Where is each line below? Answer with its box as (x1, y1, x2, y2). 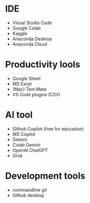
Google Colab (12, 25, 41, 31)
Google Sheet (12, 75, 41, 81)
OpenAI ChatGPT (12, 147, 48, 153)
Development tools (5, 170, 85, 181)
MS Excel (12, 81, 32, 87)
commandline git (12, 187, 47, 193)
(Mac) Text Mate (12, 86, 46, 92)
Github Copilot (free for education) (12, 125, 84, 131)
